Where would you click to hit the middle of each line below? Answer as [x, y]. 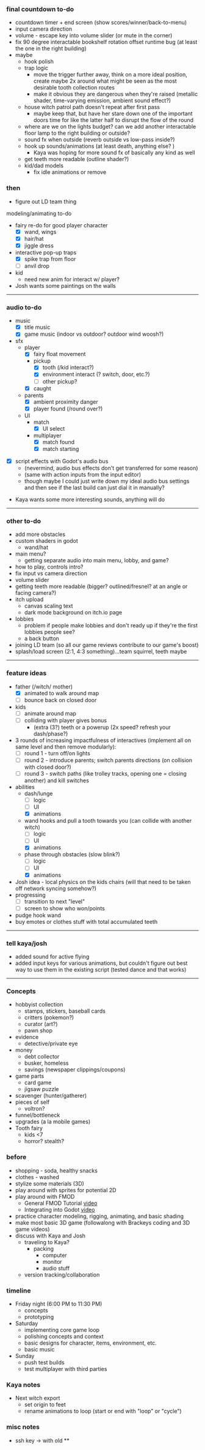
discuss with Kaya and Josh [50, 1236]
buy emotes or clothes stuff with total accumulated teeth [86, 921]
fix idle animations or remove [70, 172]
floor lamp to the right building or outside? [77, 133]
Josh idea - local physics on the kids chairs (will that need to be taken [103, 882]
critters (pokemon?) [49, 1018]
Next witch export [38, 1398]
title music [37, 327]
